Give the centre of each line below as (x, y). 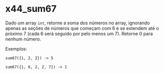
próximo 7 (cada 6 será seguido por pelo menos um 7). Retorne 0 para (79, 33)
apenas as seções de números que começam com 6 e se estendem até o (82, 28)
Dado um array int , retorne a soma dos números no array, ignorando (78, 23)
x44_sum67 (31, 9)
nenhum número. (23, 39)
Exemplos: (16, 49)
